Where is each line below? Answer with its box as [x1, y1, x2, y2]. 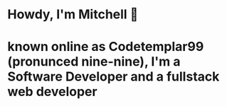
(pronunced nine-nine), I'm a [7, 54, 181, 70]
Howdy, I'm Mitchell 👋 [7, 6, 139, 23]
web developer [7, 84, 97, 100]
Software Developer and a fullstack [7, 69, 220, 85]
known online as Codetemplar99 [7, 39, 204, 55]
